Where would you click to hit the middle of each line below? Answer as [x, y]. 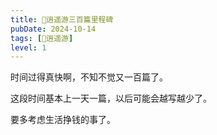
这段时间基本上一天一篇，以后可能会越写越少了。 [111, 98]
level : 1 [28, 47]
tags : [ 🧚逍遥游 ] [42, 38]
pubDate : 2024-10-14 [53, 29]
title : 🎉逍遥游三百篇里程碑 [62, 19]
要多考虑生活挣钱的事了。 [63, 120]
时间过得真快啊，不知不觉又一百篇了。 [89, 77]
